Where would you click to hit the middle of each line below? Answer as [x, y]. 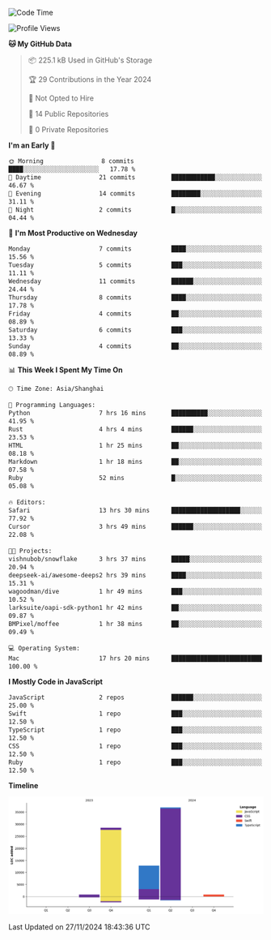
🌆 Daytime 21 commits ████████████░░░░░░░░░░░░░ [135, 178]
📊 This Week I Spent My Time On [66, 370]
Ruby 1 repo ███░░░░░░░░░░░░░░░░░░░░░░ [135, 762]
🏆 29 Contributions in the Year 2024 [90, 79]
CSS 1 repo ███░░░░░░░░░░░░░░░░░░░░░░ [135, 746]
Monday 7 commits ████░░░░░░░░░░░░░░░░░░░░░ [135, 249]
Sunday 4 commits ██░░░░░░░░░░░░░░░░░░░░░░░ [135, 346]
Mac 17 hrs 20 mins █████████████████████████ [135, 659]
